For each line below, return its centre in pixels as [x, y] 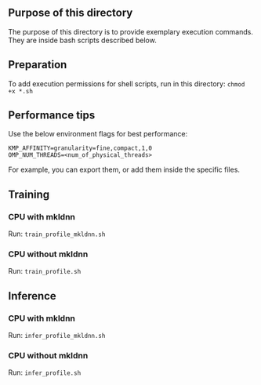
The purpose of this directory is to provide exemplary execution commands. [130, 31]
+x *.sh [21, 91]
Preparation [38, 65]
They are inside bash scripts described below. [82, 40]
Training [29, 194]
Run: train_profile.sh [45, 271]
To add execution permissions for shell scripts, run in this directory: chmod [127, 84]
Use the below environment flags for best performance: [98, 134]
